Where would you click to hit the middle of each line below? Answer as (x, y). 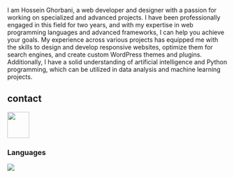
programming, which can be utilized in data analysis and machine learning (114, 69)
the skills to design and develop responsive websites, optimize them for (110, 47)
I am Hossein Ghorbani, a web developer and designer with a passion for (112, 10)
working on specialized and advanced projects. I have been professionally (114, 17)
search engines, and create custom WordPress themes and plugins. (105, 54)
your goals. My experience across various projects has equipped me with (113, 40)
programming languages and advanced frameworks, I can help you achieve (116, 32)
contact (24, 99)
